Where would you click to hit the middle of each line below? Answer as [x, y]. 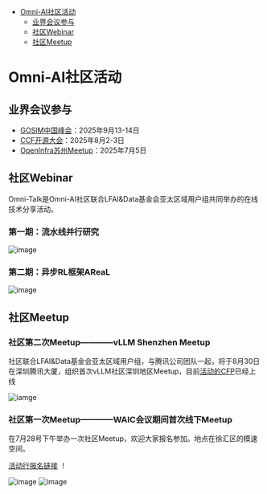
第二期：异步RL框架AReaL [60, 272]
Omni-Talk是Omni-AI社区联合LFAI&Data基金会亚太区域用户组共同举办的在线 [133, 198]
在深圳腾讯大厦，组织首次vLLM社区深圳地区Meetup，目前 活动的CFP [122, 371]
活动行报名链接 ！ [37, 466]
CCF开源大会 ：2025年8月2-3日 [72, 140]
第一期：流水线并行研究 [53, 231]
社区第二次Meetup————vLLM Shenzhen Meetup [109, 342]
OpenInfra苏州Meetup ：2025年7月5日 [83, 150]
